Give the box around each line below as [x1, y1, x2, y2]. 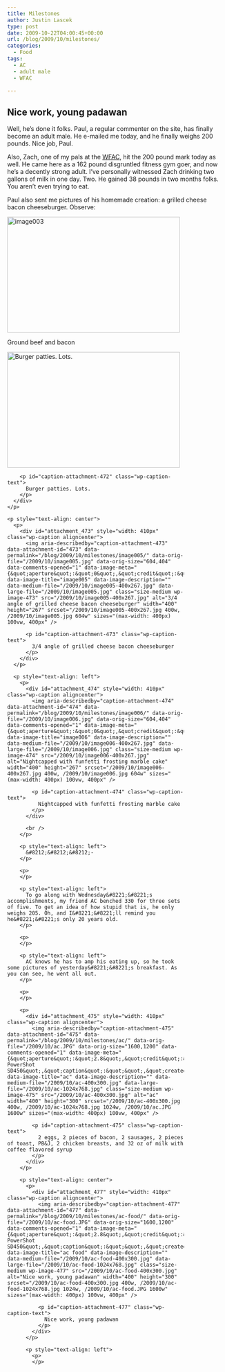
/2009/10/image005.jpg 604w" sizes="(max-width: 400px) [7, 613, 171, 620]
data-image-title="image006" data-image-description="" [7, 734, 171, 741]
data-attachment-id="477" [7, 1207, 81, 1214]
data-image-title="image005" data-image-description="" [7, 577, 171, 583]
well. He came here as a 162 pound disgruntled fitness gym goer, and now [7, 160, 218, 168]
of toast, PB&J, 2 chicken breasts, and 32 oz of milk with [7, 1141, 184, 1147]
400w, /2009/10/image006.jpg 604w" [43, 771, 147, 777]
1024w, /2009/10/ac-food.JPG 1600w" [62, 1286, 168, 1293]
